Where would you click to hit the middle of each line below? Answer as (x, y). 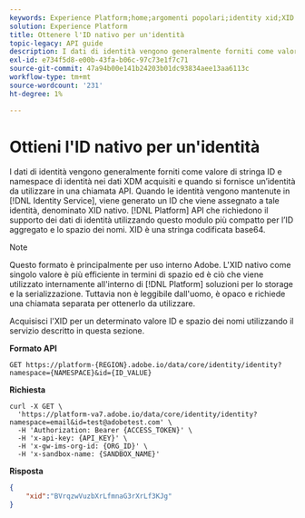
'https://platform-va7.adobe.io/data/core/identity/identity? (138, 414)
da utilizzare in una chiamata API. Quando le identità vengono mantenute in (150, 191)
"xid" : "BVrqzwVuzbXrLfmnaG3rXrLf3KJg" (99, 496)
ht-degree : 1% (36, 94)
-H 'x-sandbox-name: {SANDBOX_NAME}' (89, 454)
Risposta (26, 471)
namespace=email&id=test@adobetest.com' (87, 423)
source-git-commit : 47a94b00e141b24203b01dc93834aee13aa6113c (129, 69)
